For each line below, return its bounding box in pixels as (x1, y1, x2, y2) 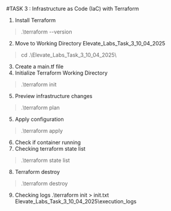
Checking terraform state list (14, 145, 85, 152)
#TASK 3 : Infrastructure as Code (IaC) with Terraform (6, 5, 139, 12)
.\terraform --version (20, 28, 73, 35)
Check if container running (14, 139, 81, 146)
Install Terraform (14, 17, 56, 23)
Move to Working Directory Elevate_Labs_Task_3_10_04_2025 (14, 40, 166, 47)
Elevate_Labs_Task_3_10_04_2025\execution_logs (14, 198, 137, 205)
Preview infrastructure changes (14, 93, 93, 99)
